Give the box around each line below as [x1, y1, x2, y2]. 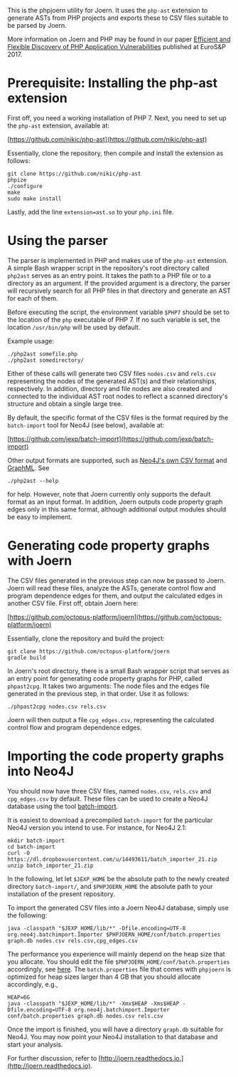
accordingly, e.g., [7, 979, 58, 989]
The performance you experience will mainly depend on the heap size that [7, 949, 225, 958]
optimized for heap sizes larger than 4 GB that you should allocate [7, 972, 201, 981]
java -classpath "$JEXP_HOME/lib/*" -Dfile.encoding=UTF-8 [7, 925, 186, 932]
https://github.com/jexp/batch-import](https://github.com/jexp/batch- [9, 435, 215, 443]
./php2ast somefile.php [7, 350, 78, 358]
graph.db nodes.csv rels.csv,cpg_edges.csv [7, 937, 139, 945]
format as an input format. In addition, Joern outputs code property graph [7, 497, 223, 506]
